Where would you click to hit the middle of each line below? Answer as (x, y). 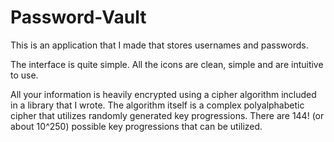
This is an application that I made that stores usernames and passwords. (159, 45)
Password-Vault (78, 17)
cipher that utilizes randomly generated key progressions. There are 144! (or (167, 115)
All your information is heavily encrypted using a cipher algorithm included (163, 94)
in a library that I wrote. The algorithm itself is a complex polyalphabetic (157, 105)
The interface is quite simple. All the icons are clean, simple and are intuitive (167, 64)
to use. (24, 75)
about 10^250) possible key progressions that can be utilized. (136, 126)
